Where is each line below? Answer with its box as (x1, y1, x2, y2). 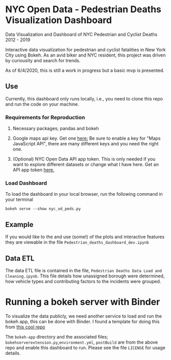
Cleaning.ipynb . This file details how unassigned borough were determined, (5, 273, 165, 279)
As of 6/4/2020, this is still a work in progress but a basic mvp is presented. (5, 67, 165, 73)
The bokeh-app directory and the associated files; (5, 333, 108, 340)
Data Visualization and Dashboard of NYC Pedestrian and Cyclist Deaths (5, 31, 158, 37)
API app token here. (12, 167, 55, 173)
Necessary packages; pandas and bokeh (12, 125, 100, 132)
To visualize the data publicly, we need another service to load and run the (5, 313, 162, 319)
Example (5, 220, 34, 229)
